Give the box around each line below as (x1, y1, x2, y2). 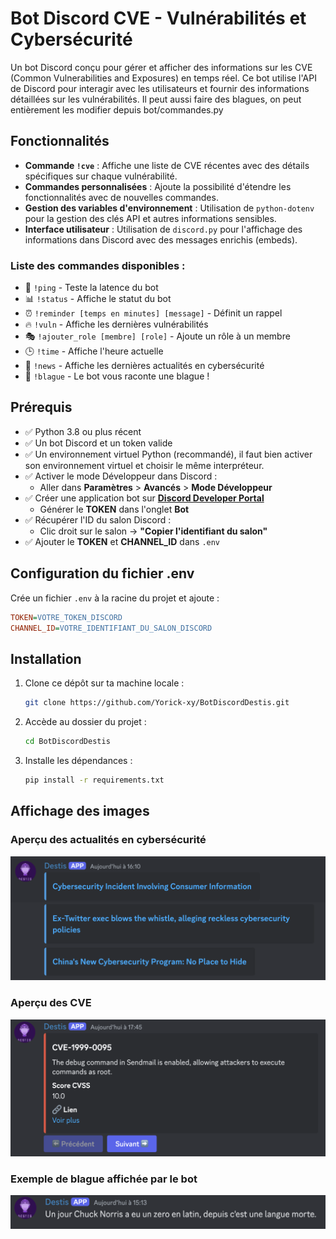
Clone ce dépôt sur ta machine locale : (24, 677, 185, 689)
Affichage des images (10, 803, 150, 820)
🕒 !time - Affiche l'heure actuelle (24, 345, 164, 357)
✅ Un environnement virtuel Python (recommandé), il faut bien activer (24, 448, 313, 460)
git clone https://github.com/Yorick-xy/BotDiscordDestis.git (24, 698, 290, 708)
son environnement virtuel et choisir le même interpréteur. (24, 459, 265, 471)
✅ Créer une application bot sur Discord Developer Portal (24, 492, 265, 504)
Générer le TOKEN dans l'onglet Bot (39, 503, 190, 515)
